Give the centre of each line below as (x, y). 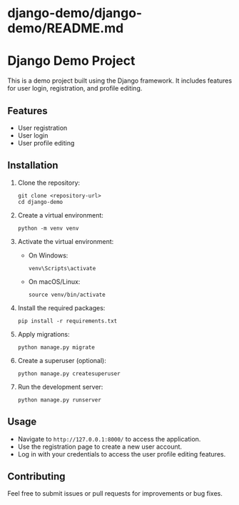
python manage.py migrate (56, 347)
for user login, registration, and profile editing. (75, 88)
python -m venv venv (48, 228)
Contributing (36, 476)
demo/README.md (66, 28)
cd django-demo (40, 202)
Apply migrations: (44, 334)
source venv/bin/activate (67, 295)
